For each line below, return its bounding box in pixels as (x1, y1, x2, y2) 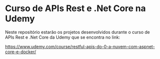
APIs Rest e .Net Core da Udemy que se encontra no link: (5, 34, 120, 40)
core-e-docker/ (5, 49, 36, 55)
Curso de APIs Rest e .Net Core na (5, 3, 146, 14)
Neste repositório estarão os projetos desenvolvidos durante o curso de (5, 29, 150, 35)
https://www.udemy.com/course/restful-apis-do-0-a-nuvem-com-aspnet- (5, 44, 155, 49)
